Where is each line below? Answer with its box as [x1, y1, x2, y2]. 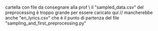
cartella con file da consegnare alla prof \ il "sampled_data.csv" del [5, 4, 144, 10]
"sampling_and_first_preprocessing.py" [5, 20, 87, 26]
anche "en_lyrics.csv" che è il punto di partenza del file [5, 15, 119, 20]
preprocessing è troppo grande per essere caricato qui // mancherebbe [5, 9, 153, 15]
